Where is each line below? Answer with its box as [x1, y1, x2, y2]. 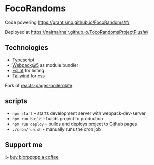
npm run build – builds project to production [12, 115, 103, 121]
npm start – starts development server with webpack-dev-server [12, 110, 146, 116]
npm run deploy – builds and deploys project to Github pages [12, 121, 137, 127]
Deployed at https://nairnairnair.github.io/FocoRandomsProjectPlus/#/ [5, 29, 149, 35]
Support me [5, 140, 43, 149]
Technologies [5, 43, 49, 52]
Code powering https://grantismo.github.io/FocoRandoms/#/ [5, 19, 130, 25]
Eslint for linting [12, 67, 45, 73]
